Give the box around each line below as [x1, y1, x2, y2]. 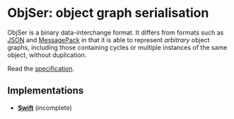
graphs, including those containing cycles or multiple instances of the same [7, 43, 228, 51]
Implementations [7, 84, 84, 96]
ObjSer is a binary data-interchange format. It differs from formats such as [7, 28, 224, 37]
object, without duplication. [7, 51, 87, 59]
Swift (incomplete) [17, 104, 72, 112]
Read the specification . [7, 64, 75, 73]
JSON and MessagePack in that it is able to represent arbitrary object [7, 35, 210, 44]
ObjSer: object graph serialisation [7, 5, 209, 21]
